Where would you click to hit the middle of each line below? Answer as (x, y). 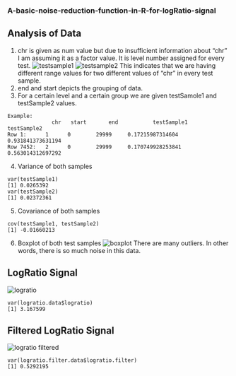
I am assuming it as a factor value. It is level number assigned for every (121, 58)
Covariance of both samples (59, 211)
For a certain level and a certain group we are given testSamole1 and (117, 95)
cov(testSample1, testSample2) (53, 224)
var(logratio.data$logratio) (50, 302)
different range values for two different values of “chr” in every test (115, 73)
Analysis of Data (45, 34)
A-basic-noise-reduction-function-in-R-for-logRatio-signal (112, 11)
